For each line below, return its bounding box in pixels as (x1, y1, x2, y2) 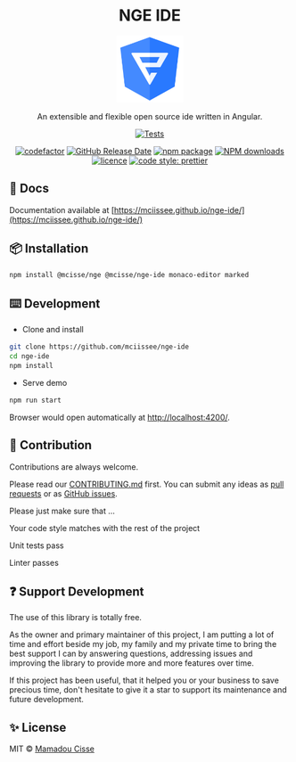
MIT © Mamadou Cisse (9, 743, 95, 754)
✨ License (9, 719, 67, 735)
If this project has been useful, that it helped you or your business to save (9, 675, 279, 686)
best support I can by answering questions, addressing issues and (9, 648, 253, 660)
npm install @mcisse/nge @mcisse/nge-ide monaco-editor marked (9, 270, 250, 279)
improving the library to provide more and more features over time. (9, 658, 254, 668)
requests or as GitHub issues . (9, 488, 118, 499)
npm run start (9, 396, 62, 405)
